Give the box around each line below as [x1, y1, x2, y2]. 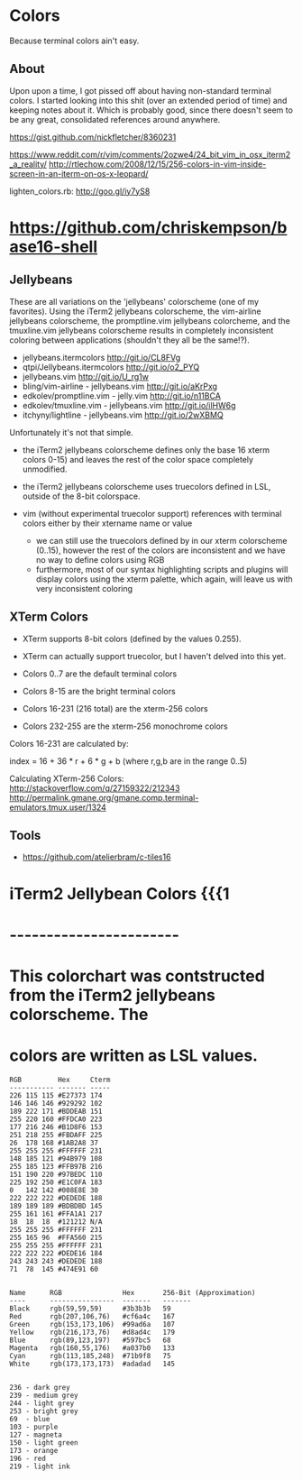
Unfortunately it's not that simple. [9, 427, 133, 437]
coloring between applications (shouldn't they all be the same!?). [9, 335, 250, 345]
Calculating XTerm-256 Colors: [9, 773, 124, 784]
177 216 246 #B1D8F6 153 [9, 1122, 103, 1132]
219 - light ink [9, 1462, 70, 1471]
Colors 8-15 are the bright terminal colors [22, 685, 176, 696]
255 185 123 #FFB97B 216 [9, 1162, 103, 1171]
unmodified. [22, 464, 68, 474]
